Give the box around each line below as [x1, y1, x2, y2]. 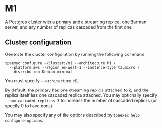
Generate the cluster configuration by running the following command [5, 51, 145, 57]
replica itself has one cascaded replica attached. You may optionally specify [5, 92, 158, 98]
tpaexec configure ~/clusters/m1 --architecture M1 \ [5, 60, 116, 66]
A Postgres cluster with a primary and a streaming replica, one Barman [5, 19, 146, 25]
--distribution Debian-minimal [9, 69, 73, 74]
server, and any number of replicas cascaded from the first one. [5, 24, 133, 30]
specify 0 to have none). [5, 103, 54, 109]
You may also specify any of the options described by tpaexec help [5, 112, 140, 118]
